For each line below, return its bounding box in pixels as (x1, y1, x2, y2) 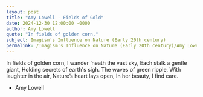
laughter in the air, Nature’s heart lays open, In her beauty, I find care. (6, 72, 179, 79)
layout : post (6, 8, 39, 15)
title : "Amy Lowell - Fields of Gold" (6, 15, 104, 21)
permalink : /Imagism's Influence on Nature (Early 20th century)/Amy (6, 43, 185, 49)
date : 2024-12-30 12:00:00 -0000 (6, 20, 91, 26)
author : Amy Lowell (6, 25, 56, 32)
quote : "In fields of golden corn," (6, 32, 98, 38)
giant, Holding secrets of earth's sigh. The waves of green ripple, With (6, 65, 181, 73)
